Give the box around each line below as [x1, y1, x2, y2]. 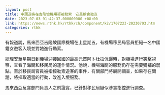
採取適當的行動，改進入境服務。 [18, 74, 83, 80]
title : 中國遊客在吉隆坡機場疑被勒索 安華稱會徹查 [5, 12, 98, 17]
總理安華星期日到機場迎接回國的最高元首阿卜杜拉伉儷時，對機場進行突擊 [5, 56, 152, 62]
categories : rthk [5, 25, 41, 30]
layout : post [5, 7, 32, 12]
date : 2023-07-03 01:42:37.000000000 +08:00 [5, 16, 98, 21]
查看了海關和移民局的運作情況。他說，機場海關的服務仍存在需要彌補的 [13, 62, 156, 68]
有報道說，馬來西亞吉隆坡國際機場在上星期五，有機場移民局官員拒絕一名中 [5, 40, 156, 46]
